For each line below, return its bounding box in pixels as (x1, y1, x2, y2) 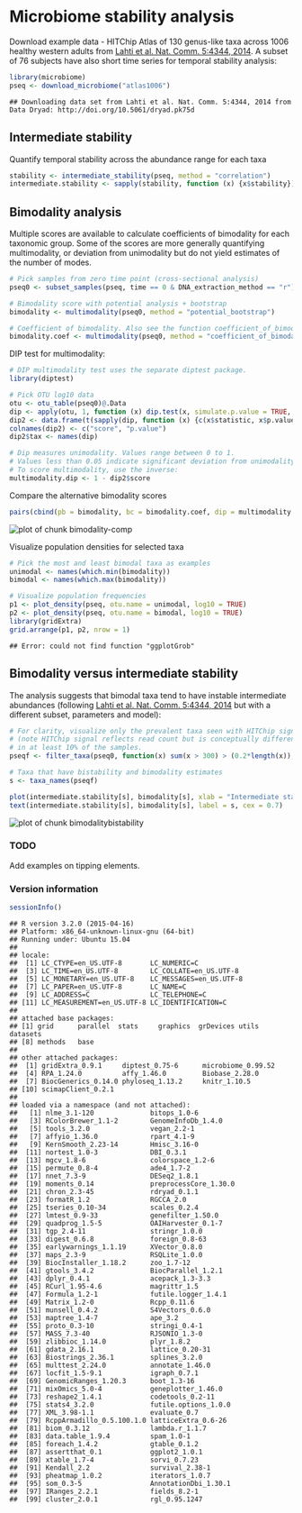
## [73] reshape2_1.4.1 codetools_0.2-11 (9, 1392, 216, 1401)
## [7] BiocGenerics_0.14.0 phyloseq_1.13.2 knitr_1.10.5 (9, 1077, 252, 1086)
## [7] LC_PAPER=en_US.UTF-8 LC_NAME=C (9, 982, 187, 991)
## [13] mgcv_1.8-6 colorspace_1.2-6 (9, 1155, 216, 1164)
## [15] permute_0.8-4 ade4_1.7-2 (9, 1163, 191, 1172)
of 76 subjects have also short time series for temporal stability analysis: (9, 55, 277, 66)
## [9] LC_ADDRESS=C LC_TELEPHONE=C (9, 989, 207, 999)
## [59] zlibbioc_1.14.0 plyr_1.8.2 (9, 1336, 191, 1346)
